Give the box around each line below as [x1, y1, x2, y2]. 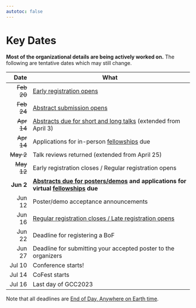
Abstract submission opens [33, 104, 108, 112]
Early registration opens [33, 87, 98, 95]
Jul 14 [9, 271, 27, 279]
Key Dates [6, 33, 57, 47]
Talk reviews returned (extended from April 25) [33, 150, 162, 159]
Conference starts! [33, 261, 85, 269]
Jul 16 [9, 280, 27, 288]
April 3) [33, 124, 54, 132]
